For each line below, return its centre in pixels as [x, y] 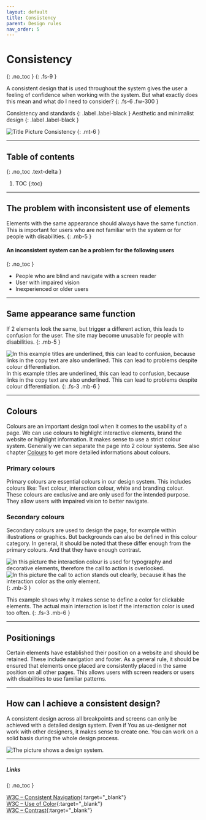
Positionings [31, 638]
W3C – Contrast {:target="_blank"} [49, 810]
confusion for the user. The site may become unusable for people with [95, 335]
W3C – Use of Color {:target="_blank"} [55, 803]
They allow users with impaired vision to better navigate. [78, 501]
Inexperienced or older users [52, 289]
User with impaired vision [47, 282]
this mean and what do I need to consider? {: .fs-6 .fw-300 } [82, 101]
